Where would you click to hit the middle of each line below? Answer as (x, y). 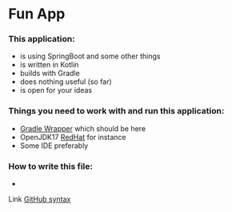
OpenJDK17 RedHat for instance (73, 137)
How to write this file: (51, 166)
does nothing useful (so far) (66, 82)
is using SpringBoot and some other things (90, 56)
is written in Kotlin (49, 65)
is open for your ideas (56, 90)
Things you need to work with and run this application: (116, 111)
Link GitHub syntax (40, 199)
